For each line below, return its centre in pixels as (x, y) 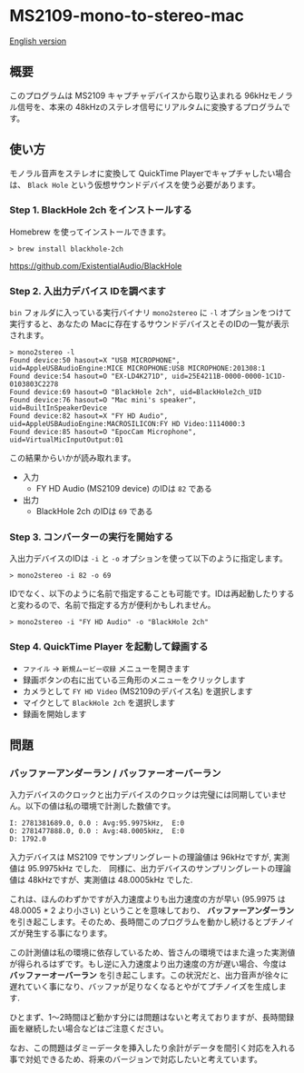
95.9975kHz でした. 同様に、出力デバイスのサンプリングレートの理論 (159, 869)
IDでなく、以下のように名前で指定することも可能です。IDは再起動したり (144, 594)
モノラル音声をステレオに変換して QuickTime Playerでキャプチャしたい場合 (151, 173)
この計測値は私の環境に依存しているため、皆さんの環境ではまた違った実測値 (152, 953)
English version (38, 41)
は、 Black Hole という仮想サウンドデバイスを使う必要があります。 (135, 184)
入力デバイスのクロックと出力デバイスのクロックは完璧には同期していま (144, 795)
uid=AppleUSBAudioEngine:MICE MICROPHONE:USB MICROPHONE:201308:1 (137, 369)
